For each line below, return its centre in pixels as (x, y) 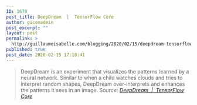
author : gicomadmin (30, 22)
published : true (26, 50)
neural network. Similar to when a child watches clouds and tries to (101, 78)
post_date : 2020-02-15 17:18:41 (45, 55)
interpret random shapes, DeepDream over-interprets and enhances (103, 84)
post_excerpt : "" (27, 28)
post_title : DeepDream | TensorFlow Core (60, 17)
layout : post (22, 33)
